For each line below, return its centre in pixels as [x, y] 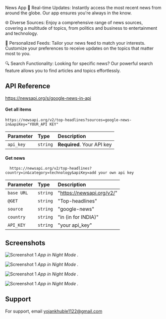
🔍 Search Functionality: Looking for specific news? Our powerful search [79, 64]
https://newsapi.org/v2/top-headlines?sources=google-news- [69, 120]
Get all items [18, 110]
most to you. [18, 54]
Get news [15, 158]
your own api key [116, 173]
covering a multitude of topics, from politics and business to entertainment [81, 28]
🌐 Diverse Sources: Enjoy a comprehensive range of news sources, [74, 23]
